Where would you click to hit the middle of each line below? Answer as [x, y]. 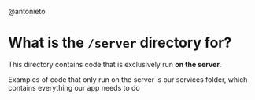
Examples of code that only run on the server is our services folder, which [128, 79]
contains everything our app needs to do [74, 87]
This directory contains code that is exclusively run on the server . [115, 64]
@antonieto [27, 11]
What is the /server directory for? [120, 43]
